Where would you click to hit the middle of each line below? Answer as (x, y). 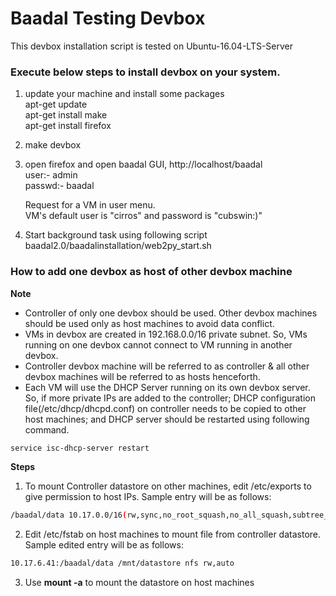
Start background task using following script (116, 235)
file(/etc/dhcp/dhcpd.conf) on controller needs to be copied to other (165, 408)
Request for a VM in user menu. (90, 205)
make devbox (53, 145)
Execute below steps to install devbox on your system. (145, 72)
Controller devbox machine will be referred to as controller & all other (167, 366)
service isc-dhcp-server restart (80, 448)
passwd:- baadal (59, 186)
